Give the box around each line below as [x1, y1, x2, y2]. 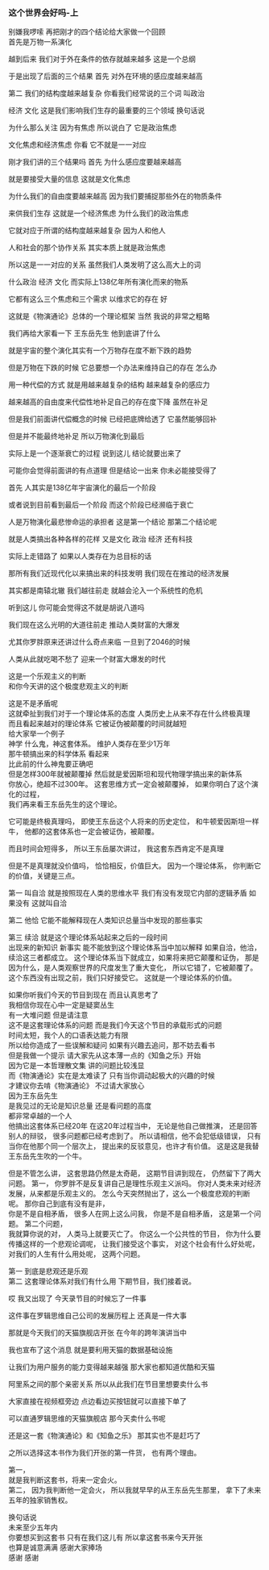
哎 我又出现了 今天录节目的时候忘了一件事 [8, 1293, 147, 1304]
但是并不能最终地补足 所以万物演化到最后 [8, 432, 145, 441]
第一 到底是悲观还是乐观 [8, 1267, 89, 1276]
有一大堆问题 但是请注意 [8, 1010, 89, 1020]
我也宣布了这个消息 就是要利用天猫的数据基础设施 [8, 1345, 173, 1355]
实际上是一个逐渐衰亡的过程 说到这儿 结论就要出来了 [8, 449, 182, 458]
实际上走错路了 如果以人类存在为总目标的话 [8, 551, 151, 562]
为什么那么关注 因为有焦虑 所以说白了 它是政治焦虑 [8, 123, 177, 132]
